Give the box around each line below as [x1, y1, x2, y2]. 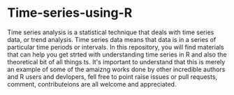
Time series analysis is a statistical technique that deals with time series [7, 28, 214, 36]
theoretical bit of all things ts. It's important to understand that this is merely [7, 57, 226, 66]
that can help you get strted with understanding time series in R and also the [7, 50, 227, 59]
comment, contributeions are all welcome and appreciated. [7, 80, 177, 88]
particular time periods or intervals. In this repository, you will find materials [7, 43, 225, 51]
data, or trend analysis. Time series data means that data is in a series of [7, 35, 217, 43]
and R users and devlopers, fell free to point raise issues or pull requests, [7, 72, 218, 81]
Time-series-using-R [7, 5, 133, 21]
